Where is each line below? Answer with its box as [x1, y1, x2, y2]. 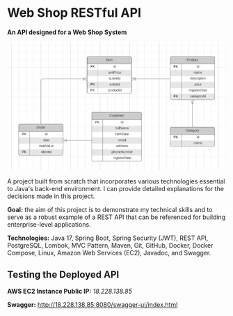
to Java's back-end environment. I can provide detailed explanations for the [7, 184, 225, 193]
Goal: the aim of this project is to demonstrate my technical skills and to [7, 205, 213, 213]
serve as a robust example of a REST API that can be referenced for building [7, 213, 226, 221]
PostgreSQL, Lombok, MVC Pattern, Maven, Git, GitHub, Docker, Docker [7, 241, 214, 249]
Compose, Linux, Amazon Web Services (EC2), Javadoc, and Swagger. [7, 248, 211, 257]
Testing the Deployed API [7, 269, 120, 280]
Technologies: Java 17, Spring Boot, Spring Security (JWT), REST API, [7, 234, 209, 242]
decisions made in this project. [7, 192, 95, 200]
